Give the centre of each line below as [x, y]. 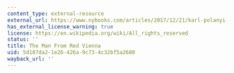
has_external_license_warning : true [60, 26]
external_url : [28, 20]
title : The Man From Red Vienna [54, 46]
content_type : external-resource [56, 14]
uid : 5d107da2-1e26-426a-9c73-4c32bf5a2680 [71, 53]
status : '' [23, 40]
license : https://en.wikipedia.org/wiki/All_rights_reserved [98, 33]
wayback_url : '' [31, 59]
